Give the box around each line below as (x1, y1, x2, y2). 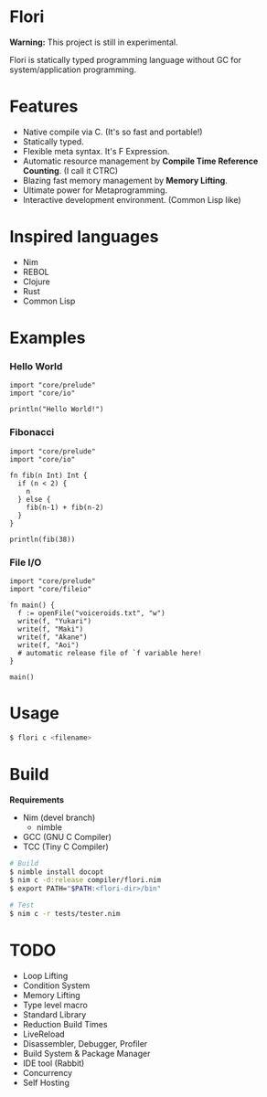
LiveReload (22, 1028, 66, 1039)
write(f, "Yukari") (17, 616, 92, 625)
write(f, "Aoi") (17, 640, 80, 650)
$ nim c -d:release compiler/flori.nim (9, 876, 162, 885)
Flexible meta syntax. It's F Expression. (22, 145, 170, 156)
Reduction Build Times (22, 1018, 108, 1029)
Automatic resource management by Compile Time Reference (22, 155, 259, 166)
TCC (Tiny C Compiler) (22, 841, 110, 852)
